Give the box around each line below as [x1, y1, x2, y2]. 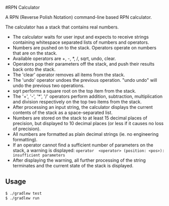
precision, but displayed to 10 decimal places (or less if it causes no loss [12, 121, 164, 126]
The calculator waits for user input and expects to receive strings [12, 34, 149, 40]
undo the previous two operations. [12, 82, 85, 89]
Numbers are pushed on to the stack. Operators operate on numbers [12, 45, 156, 50]
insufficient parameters [12, 153, 65, 158]
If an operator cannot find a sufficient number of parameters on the [12, 142, 154, 148]
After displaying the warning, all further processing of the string [12, 157, 146, 163]
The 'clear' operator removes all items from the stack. [12, 72, 125, 78]
